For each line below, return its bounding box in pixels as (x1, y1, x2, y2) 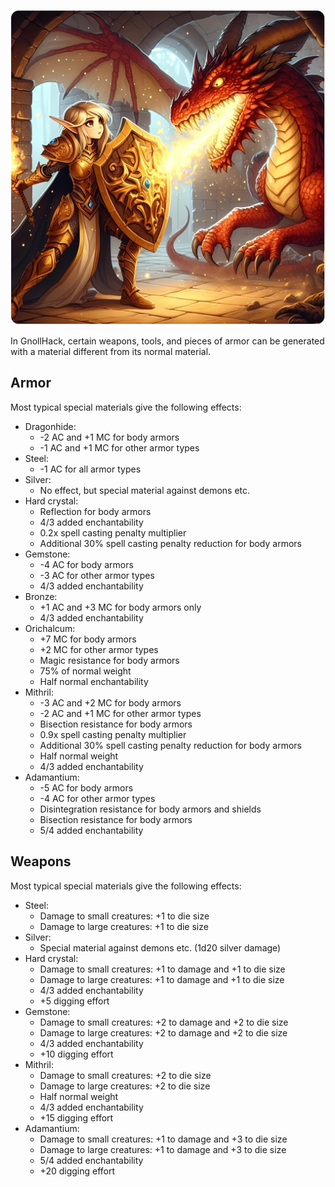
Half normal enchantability (39, 675, 149, 687)
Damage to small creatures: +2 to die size (39, 1069, 212, 1081)
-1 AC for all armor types (39, 463, 142, 475)
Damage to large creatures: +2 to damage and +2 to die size (39, 1026, 288, 1039)
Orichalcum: (24, 622, 76, 634)
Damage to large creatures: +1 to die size (39, 920, 209, 932)
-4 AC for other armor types (39, 792, 156, 804)
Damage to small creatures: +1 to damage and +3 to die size (39, 1133, 288, 1145)
